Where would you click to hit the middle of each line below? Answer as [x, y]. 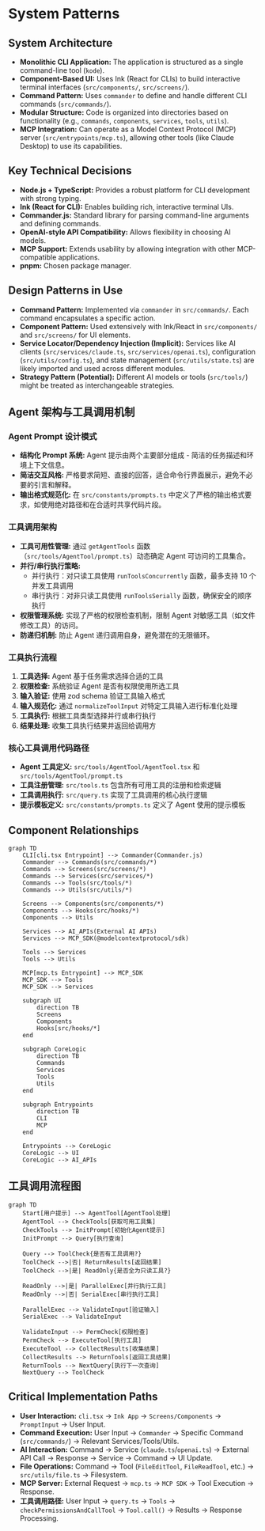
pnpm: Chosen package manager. [76, 265]
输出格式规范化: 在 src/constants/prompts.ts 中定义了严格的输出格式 [132, 495]
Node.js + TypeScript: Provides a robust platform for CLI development [135, 190]
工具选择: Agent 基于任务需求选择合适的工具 [91, 676]
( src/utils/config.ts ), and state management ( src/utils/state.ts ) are [137, 360]
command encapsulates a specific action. [87, 318]
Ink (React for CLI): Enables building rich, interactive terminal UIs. [127, 207]
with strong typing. [50, 198]
